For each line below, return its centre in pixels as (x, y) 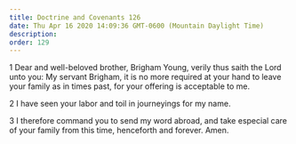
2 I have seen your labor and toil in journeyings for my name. (120, 104)
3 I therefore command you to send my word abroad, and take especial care (148, 121)
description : (33, 34)
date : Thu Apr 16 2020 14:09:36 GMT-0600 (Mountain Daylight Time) (137, 26)
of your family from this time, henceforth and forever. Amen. (119, 131)
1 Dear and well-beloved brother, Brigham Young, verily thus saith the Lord (145, 68)
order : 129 (29, 42)
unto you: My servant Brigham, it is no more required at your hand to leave (145, 77)
